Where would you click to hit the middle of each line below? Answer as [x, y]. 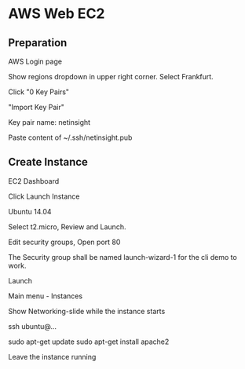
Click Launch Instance [44, 196]
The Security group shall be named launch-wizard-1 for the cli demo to [122, 257]
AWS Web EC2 [57, 14]
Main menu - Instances [46, 296]
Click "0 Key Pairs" [38, 92]
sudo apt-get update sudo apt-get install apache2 [89, 342]
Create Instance [48, 162]
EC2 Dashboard [34, 181]
